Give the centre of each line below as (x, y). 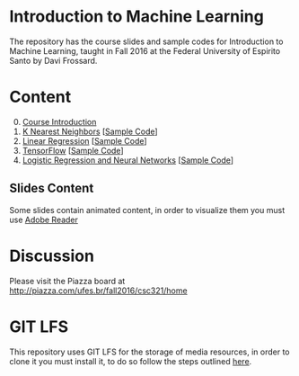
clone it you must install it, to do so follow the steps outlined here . (131, 361)
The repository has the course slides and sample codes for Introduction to (146, 41)
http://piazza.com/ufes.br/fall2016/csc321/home (98, 291)
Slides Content (52, 188)
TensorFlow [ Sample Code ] (73, 150)
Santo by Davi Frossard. (53, 60)
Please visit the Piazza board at (67, 281)
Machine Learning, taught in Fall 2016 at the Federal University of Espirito (145, 50)
